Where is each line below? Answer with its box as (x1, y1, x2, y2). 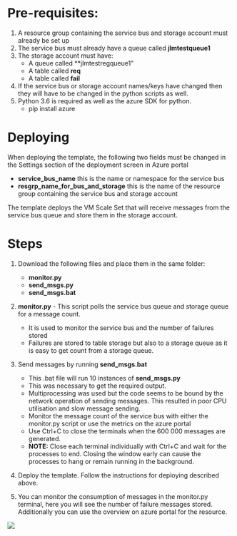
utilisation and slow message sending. (28, 404, 141, 413)
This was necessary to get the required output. (28, 381, 166, 390)
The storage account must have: (17, 51, 114, 60)
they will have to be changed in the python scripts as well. (17, 89, 188, 98)
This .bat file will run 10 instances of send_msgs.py (28, 373, 181, 382)
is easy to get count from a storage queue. (28, 346, 154, 354)
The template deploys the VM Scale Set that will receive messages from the (7, 203, 231, 212)
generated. (28, 434, 61, 443)
